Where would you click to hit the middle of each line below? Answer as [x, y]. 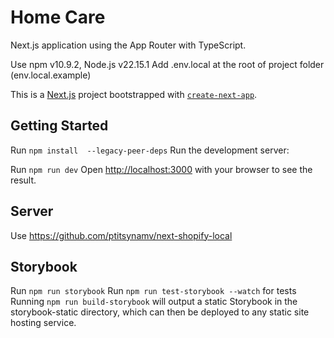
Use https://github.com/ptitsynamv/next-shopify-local [121, 235]
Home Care [58, 17]
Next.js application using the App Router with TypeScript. [128, 45]
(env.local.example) [51, 75]
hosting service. [43, 323]
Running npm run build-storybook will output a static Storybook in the [154, 302]
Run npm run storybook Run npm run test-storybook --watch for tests [153, 291]
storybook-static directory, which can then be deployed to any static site [160, 312]
